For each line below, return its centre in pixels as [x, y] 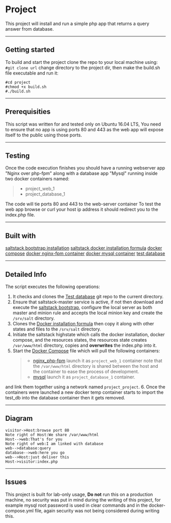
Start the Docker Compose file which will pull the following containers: [86, 351]
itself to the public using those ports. [44, 135]
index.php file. [20, 215]
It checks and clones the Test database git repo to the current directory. [88, 296]
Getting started [30, 50]
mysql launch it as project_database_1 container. [84, 377]
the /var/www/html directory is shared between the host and [96, 366]
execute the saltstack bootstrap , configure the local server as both [82, 307]
